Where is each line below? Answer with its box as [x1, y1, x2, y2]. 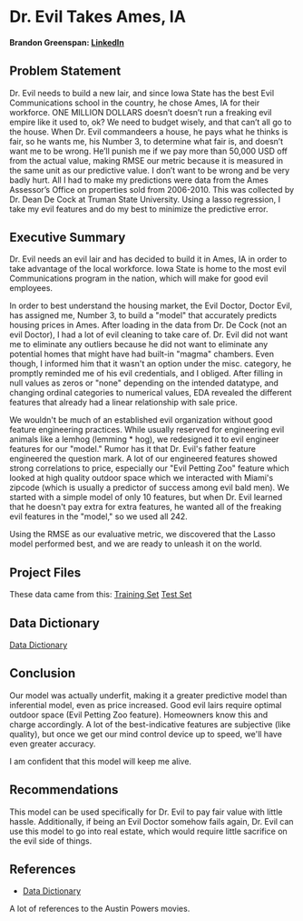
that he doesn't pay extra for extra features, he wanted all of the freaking [9, 502, 282, 513]
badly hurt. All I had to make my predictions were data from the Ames [9, 175, 269, 185]
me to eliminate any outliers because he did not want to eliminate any [9, 339, 269, 350]
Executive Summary [9, 229, 126, 245]
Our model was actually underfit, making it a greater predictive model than [9, 689, 288, 701]
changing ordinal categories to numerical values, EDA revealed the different [9, 387, 292, 398]
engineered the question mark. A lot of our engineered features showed [9, 453, 278, 465]
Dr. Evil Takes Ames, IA [9, 6, 186, 27]
